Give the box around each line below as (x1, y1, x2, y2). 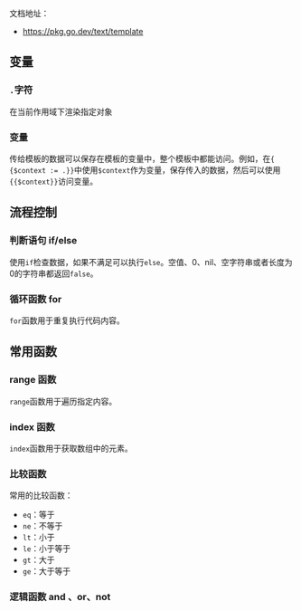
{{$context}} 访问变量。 (9, 176, 98, 186)
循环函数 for (9, 292, 62, 305)
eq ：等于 (22, 510, 56, 520)
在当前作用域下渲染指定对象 (9, 106, 113, 117)
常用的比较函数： (9, 490, 73, 501)
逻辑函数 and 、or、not (9, 591, 111, 604)
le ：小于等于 (22, 543, 71, 554)
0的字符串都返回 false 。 (9, 268, 99, 279)
